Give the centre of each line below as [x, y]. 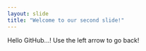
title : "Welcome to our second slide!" [66, 20]
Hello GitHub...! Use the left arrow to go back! [73, 40]
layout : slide [28, 14]
